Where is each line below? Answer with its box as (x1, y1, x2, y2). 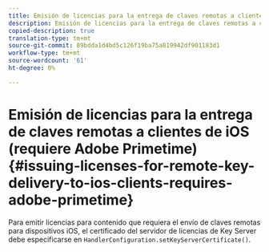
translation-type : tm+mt (8, 34, 91, 43)
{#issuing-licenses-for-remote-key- (8, 156, 255, 175)
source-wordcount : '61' (8, 57, 88, 65)
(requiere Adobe (8, 140, 120, 157)
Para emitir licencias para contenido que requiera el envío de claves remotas (8, 217, 261, 227)
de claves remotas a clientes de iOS (8, 122, 250, 140)
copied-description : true (8, 26, 94, 35)
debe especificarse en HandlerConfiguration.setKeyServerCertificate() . (8, 234, 251, 244)
